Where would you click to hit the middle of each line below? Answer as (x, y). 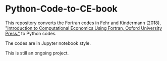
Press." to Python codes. (31, 33)
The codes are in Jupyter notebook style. (48, 43)
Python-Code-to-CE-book (61, 9)
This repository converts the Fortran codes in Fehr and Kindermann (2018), (83, 23)
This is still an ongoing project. (37, 53)
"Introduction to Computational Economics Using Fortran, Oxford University (84, 28)
